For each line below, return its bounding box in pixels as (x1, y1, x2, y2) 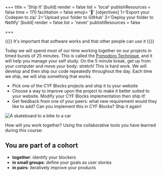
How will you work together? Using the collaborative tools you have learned (5, 122, 156, 128)
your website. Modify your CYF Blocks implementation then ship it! (12, 93, 146, 99)
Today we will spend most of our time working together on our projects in (5, 48, 152, 53)
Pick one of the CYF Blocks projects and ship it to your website (12, 83, 138, 89)
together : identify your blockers (12, 154, 76, 160)
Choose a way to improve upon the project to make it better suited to (12, 88, 150, 94)
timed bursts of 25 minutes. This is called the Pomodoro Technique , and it (5, 53, 153, 59)
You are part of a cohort (5, 142, 79, 150)
